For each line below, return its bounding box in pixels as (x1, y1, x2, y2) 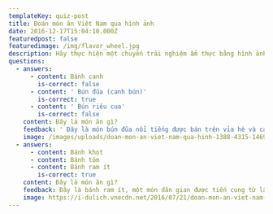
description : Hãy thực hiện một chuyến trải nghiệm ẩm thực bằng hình (8, 50, 253, 58)
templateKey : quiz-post (8, 11, 89, 20)
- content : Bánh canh (29, 72, 104, 81)
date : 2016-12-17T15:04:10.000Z (8, 27, 118, 35)
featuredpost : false (8, 34, 79, 43)
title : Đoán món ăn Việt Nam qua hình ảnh (8, 20, 154, 28)
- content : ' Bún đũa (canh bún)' (29, 87, 148, 96)
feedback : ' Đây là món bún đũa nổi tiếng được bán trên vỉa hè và (23, 125, 256, 133)
